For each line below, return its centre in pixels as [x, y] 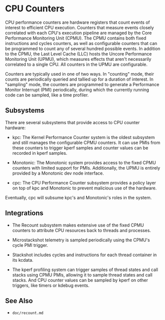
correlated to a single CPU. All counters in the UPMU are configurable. [76, 64]
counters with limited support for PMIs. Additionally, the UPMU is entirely [86, 168]
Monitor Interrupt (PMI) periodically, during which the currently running [77, 90]
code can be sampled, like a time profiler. [47, 95]
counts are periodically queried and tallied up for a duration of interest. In [79, 79]
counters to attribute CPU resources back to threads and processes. [82, 230]
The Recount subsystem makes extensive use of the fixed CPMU [78, 225]
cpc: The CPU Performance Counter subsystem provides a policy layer [84, 183]
